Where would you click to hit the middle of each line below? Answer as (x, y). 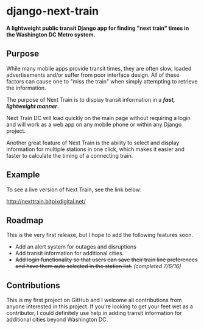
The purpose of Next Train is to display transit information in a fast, (91, 99)
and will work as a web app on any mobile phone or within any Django (94, 124)
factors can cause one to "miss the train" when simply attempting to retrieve (102, 81)
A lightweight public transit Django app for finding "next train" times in (98, 28)
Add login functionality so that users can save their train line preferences (106, 260)
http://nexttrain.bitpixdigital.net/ (46, 201)
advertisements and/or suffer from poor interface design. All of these (93, 75)
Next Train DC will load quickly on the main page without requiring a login (98, 118)
